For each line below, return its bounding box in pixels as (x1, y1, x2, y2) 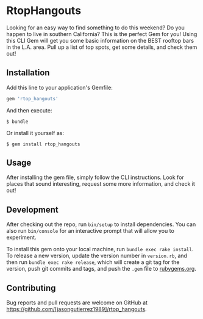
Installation (6, 68, 50, 78)
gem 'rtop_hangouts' (6, 95, 59, 101)
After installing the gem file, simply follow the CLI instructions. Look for (6, 174, 184, 181)
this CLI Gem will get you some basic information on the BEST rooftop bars (6, 37, 194, 44)
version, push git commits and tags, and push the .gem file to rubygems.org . (6, 265, 197, 273)
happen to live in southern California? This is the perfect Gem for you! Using (6, 30, 198, 37)
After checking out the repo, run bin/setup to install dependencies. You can (6, 221, 196, 228)
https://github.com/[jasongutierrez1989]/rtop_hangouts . (6, 306, 148, 313)
